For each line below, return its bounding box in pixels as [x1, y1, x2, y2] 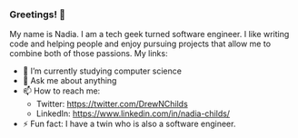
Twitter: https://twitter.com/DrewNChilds [35, 99, 188, 110]
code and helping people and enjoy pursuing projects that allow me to [9, 38, 271, 49]
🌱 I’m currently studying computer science [22, 65, 182, 76]
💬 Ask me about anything [22, 75, 117, 86]
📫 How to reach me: [22, 85, 101, 96]
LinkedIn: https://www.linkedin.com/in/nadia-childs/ [35, 108, 230, 119]
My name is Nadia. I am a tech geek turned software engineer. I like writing [9, 29, 290, 40]
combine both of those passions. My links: [9, 48, 168, 59]
